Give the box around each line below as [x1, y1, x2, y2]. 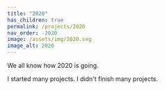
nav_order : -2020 [7, 29, 58, 37]
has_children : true [7, 17, 64, 24]
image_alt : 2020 [7, 42, 54, 49]
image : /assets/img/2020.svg [7, 36, 92, 43]
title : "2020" [7, 10, 49, 17]
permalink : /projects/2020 [7, 23, 86, 30]
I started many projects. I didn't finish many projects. [7, 75, 159, 83]
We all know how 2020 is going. [7, 62, 99, 69]
